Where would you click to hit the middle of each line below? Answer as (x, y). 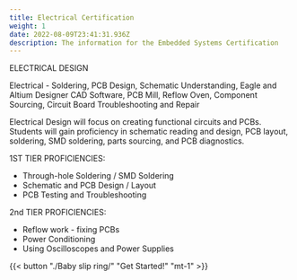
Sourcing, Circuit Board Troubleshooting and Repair (105, 105)
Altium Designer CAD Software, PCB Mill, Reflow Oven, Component (133, 95)
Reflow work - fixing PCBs (71, 230)
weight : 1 (28, 26)
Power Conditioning (59, 240)
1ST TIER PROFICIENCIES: (57, 159)
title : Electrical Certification (72, 17)
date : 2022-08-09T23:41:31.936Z (70, 34)
